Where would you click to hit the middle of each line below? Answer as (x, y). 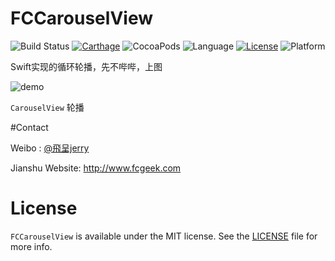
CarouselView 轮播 (47, 107)
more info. (31, 246)
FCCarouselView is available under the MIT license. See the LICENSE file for (164, 236)
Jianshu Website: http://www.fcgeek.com (96, 168)
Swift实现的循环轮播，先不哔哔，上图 (86, 66)
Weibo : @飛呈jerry (50, 148)
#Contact (29, 127)
